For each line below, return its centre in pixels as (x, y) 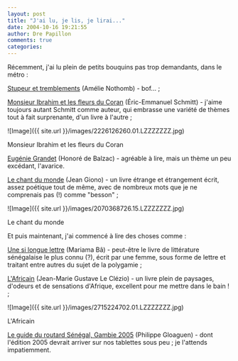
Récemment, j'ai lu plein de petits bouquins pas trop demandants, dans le (115, 67)
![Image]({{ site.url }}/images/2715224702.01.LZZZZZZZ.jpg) (96, 307)
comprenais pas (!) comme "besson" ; (63, 195)
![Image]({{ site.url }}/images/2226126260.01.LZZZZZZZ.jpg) (96, 131)
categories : (25, 47)
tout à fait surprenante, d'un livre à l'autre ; (70, 117)
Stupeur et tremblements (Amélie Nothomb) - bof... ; (84, 88)
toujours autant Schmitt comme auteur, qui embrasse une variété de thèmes (119, 110)
